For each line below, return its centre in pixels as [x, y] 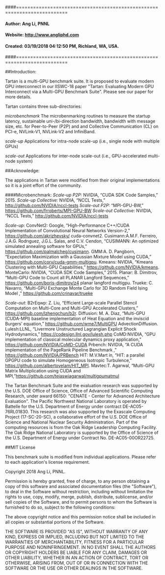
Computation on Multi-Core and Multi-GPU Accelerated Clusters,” [72, 308]
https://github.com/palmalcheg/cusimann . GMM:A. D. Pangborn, [70, 252]
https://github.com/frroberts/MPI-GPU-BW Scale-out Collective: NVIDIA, [79, 211]
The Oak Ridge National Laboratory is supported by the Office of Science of [82, 433]
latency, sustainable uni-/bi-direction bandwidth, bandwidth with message [80, 121]
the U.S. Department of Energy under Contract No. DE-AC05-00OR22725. [80, 438]
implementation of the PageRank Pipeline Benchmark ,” [61, 350]
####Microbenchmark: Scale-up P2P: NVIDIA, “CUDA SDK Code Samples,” [82, 195]
